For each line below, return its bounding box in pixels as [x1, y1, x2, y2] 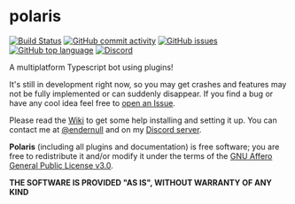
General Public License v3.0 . [9, 160, 113, 170]
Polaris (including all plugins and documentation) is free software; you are [9, 141, 280, 152]
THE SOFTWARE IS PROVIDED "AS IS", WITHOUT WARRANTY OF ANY [9, 177, 273, 187]
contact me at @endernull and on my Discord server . [9, 124, 202, 134]
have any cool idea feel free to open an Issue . [9, 97, 175, 108]
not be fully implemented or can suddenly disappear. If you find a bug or [9, 88, 274, 99]
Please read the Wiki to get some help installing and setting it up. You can [9, 115, 277, 125]
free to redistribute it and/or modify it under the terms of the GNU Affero [9, 150, 273, 161]
